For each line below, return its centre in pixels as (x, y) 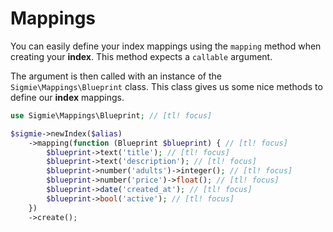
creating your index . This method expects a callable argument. (141, 56)
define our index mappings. (67, 97)
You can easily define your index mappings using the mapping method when (166, 46)
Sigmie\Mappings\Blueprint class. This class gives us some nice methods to (166, 86)
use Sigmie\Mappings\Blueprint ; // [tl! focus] (111, 115)
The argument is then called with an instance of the (116, 76)
